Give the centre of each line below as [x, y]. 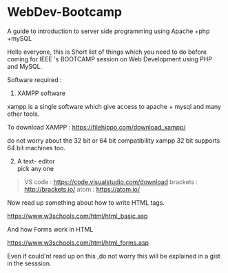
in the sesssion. [29, 263]
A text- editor [36, 161]
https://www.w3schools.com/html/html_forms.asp [78, 243]
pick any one [35, 168]
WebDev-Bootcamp [65, 12]
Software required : [34, 79]
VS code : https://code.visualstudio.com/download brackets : [111, 182]
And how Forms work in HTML [50, 229]
